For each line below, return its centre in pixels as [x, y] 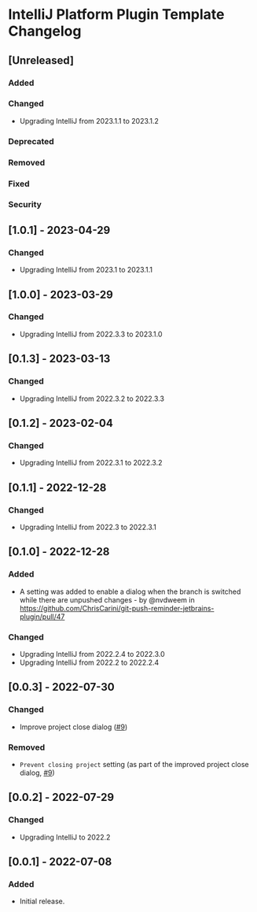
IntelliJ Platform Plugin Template [116, 15]
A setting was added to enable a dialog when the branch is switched [130, 591]
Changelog [45, 31]
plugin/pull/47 [42, 617]
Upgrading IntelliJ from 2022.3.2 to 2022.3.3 [92, 399]
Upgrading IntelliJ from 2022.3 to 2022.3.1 [88, 527]
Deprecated [31, 141]
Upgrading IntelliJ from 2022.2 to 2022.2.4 [89, 662]
